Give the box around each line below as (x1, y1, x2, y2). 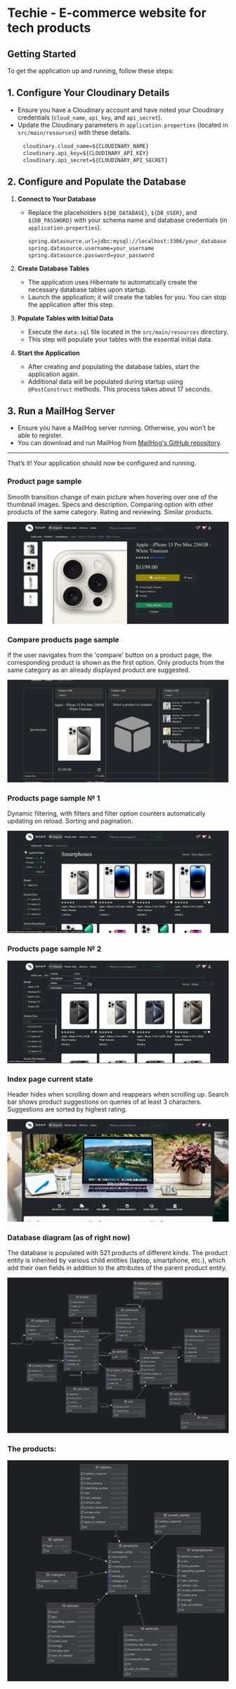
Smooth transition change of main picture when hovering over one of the (7, 492, 218, 501)
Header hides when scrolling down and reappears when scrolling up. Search (7, 1090, 229, 1099)
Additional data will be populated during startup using (27, 377, 184, 385)
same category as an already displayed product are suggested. (7, 666, 190, 674)
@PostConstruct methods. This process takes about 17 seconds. (27, 385, 212, 393)
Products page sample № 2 (7, 944, 102, 954)
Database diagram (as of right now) (7, 1233, 131, 1242)
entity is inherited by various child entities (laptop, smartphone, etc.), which (7, 1256, 226, 1265)
